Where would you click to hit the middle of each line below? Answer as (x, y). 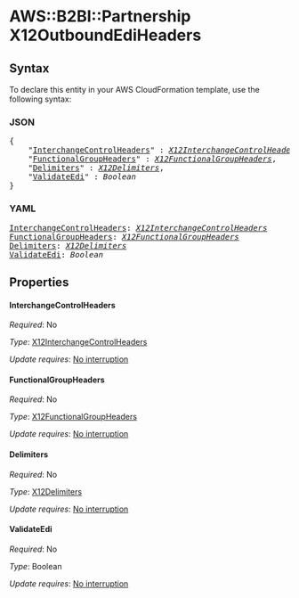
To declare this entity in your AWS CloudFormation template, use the (134, 90)
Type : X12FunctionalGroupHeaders (73, 417)
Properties (39, 282)
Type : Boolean (36, 566)
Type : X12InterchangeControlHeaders (78, 342)
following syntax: (40, 99)
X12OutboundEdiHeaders (105, 35)
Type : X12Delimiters (46, 491)
